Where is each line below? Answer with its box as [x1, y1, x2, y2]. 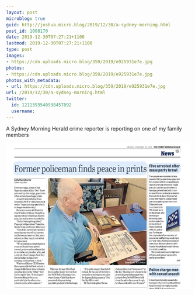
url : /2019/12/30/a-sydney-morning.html [6, 90, 106, 96]
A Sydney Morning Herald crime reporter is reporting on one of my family [6, 125, 182, 132]
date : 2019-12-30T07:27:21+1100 [6, 34, 85, 40]
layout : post [6, 9, 38, 15]
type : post [6, 47, 33, 53]
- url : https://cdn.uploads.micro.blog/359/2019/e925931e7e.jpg [6, 84, 166, 90]
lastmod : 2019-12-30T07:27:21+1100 [6, 40, 93, 46]
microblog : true [6, 15, 46, 22]
